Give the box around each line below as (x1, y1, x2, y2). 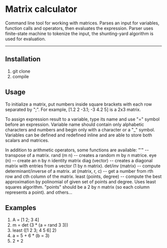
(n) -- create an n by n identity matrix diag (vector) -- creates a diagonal (5, 157, 153, 163)
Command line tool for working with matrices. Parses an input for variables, (5, 20, 160, 26)
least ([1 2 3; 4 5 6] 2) (12, 228, 57, 234)
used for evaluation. (5, 36, 46, 42)
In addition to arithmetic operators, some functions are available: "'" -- (5, 147, 149, 153)
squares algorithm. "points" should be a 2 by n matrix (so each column (5, 184, 150, 190)
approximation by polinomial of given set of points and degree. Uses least (5, 178, 156, 185)
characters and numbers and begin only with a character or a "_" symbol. (5, 126, 155, 132)
